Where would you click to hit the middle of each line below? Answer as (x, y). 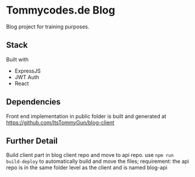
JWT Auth (27, 77)
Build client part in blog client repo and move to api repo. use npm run (90, 155)
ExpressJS (28, 71)
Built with (17, 59)
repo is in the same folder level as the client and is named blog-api (87, 168)
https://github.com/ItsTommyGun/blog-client (60, 122)
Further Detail (32, 141)
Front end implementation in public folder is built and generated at (86, 116)
